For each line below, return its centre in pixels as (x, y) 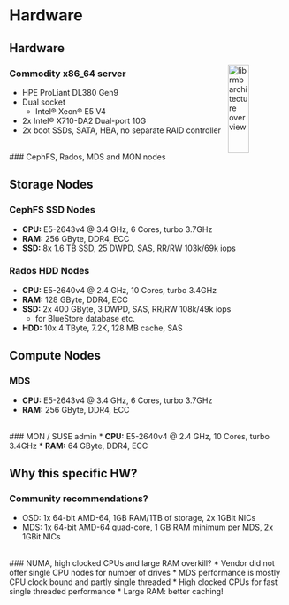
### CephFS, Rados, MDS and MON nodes (87, 157)
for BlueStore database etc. (85, 318)
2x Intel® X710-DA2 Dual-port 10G (84, 120)
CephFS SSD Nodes (52, 210)
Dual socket (44, 102)
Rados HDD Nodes (49, 271)
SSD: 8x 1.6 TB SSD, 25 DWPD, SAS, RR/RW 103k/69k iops (129, 248)
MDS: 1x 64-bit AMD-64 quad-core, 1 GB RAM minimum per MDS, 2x (148, 527)
